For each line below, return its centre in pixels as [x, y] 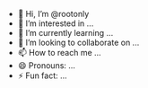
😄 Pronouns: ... [47, 66]
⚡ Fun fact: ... [42, 75]
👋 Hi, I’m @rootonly [53, 14]
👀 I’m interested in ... [56, 23]
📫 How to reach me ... [59, 53]
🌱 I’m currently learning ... [65, 33]
